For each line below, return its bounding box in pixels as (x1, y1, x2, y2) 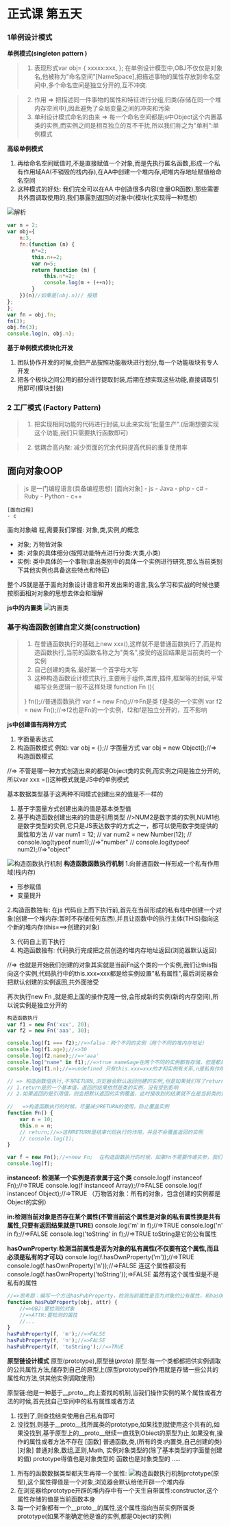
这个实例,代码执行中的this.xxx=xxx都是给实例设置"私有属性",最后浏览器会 (12, 969, 219, 977)
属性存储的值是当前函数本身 (16, 1495, 96, 1503)
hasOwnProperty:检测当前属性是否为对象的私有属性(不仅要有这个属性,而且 (7, 1244, 219, 1253)
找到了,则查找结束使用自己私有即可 (16, 1412, 115, 1420)
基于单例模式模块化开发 (7, 344, 73, 352)
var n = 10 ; (19, 1116, 53, 1123)
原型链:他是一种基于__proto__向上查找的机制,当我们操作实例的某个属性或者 (7, 1388, 217, 1397)
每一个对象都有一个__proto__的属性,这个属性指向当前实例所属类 (16, 1503, 195, 1511)
